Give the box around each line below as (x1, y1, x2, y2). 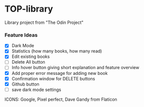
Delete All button (11, 59, 46, 65)
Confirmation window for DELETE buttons (11, 75, 95, 81)
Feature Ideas (4, 32, 38, 38)
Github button (11, 81, 39, 87)
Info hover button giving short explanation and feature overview (11, 65, 140, 71)
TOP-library (4, 3, 53, 15)
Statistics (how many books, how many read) (11, 48, 102, 54)
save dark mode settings (11, 87, 61, 92)
